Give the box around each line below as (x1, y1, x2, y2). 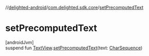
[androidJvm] (5, 39, 34, 45)
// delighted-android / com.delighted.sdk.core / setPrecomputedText (5, 5, 144, 10)
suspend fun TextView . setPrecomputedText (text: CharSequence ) (5, 45, 143, 51)
